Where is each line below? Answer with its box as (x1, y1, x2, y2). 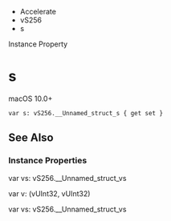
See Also (8, 131, 54, 145)
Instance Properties (8, 155, 88, 167)
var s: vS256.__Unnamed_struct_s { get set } (8, 109, 163, 117)
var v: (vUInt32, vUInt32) (8, 188, 91, 199)
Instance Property (8, 39, 68, 49)
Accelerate (19, 7, 56, 16)
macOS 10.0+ (8, 94, 53, 103)
